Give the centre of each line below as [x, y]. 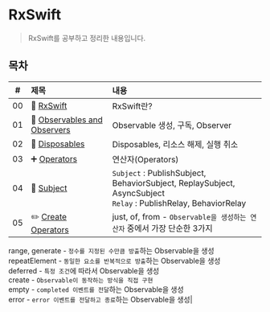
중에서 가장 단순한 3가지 [170, 228]
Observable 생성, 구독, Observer [172, 125]
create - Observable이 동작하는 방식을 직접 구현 [81, 280]
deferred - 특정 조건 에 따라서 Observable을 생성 [84, 270]
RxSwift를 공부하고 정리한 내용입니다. [87, 38]
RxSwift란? [132, 106]
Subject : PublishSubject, [159, 173]
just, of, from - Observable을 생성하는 [179, 217]
